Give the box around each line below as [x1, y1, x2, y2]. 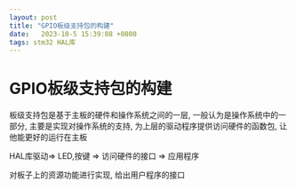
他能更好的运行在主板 [9, 132, 87, 143]
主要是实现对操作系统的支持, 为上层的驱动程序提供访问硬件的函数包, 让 [28, 121, 287, 131]
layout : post [9, 12, 58, 22]
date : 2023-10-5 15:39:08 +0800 [9, 29, 138, 38]
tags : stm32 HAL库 [9, 37, 76, 47]
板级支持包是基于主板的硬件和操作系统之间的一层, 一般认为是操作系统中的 [9, 110, 278, 121]
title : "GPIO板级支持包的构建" [9, 21, 115, 30]
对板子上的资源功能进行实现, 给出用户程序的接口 [9, 169, 185, 180]
